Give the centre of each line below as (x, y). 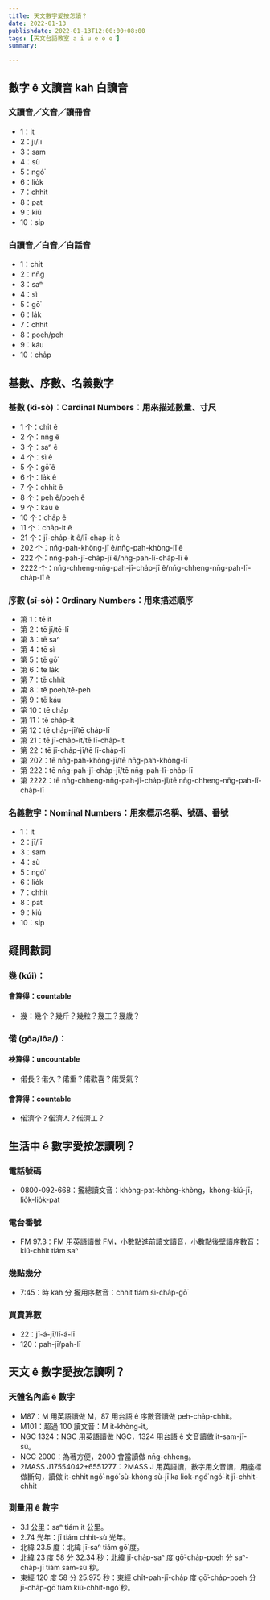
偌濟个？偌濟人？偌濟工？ (62, 1118)
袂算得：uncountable (44, 1059)
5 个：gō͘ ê (38, 467)
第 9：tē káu (41, 700)
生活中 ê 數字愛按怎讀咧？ (72, 1146)
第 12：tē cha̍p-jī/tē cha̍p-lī (65, 730)
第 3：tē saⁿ (40, 640)
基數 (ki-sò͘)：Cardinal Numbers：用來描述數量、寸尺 (112, 408)
